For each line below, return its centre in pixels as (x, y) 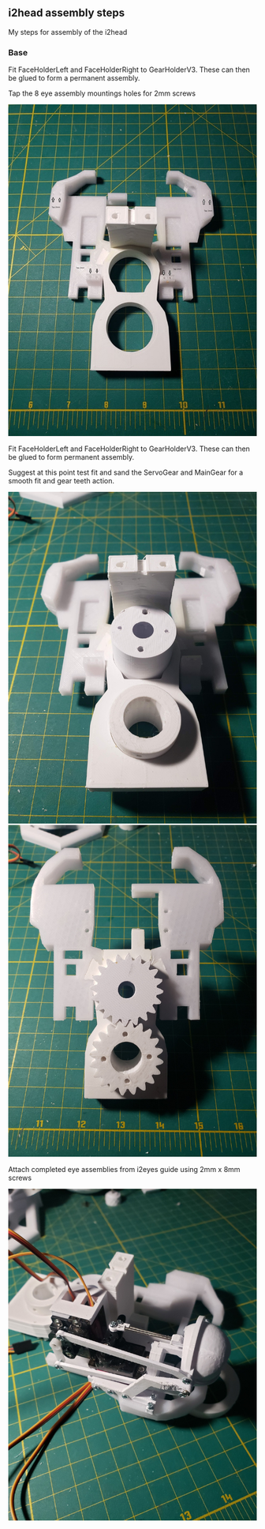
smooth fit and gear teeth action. (62, 480)
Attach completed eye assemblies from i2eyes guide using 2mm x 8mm (124, 1169)
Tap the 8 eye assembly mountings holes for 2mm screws (102, 93)
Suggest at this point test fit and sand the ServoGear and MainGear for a (126, 472)
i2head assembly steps (67, 13)
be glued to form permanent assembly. (71, 456)
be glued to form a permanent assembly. (74, 78)
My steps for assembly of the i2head (68, 32)
